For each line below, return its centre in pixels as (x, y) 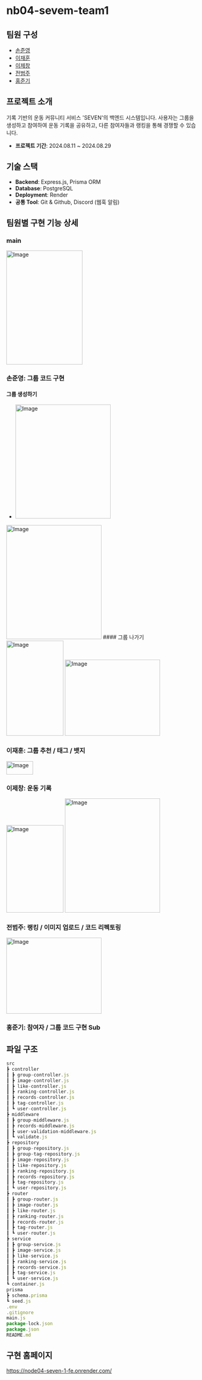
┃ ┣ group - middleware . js (38, 1120)
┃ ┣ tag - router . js (30, 1228)
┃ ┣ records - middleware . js (40, 1126)
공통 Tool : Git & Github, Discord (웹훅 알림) (67, 202)
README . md (19, 1335)
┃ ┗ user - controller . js (37, 1109)
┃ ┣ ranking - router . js (35, 1216)
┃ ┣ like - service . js (33, 1256)
